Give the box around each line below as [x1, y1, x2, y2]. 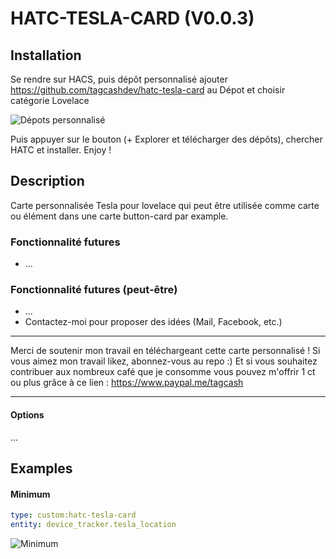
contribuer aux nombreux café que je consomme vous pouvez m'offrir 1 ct [10, 366, 316, 378]
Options [10, 409, 45, 421]
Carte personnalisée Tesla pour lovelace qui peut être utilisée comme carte [10, 199, 320, 211]
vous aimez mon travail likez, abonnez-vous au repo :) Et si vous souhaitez [10, 355, 318, 367]
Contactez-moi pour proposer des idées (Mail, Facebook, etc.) [24, 316, 283, 328]
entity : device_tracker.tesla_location [10, 520, 177, 530]
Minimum [10, 488, 51, 500]
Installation [10, 47, 82, 64]
